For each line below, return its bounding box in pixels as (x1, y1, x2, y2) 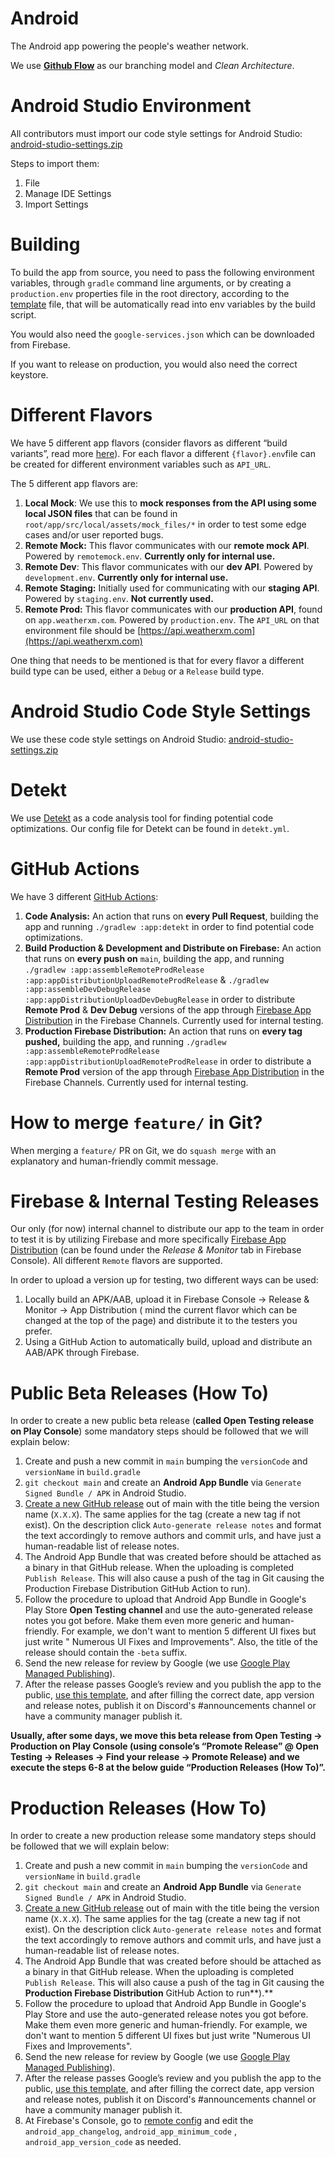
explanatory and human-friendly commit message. (10, 1155, 219, 1167)
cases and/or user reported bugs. (24, 528, 164, 541)
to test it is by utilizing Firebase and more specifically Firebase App (10, 1233, 287, 1246)
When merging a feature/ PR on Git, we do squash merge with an (10, 1144, 277, 1156)
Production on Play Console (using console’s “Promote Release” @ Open (10, 1740, 320, 1752)
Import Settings (24, 198, 89, 210)
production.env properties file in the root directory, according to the (10, 287, 290, 299)
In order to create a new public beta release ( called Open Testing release (10, 1415, 314, 1427)
